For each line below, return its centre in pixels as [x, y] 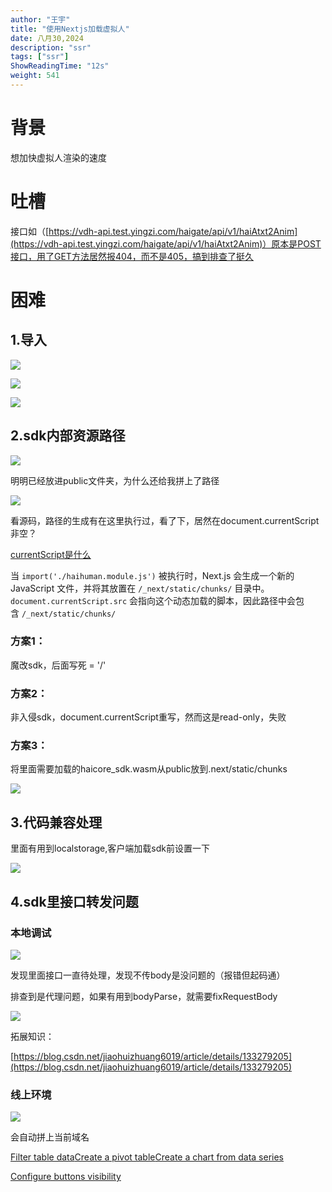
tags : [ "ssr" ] [40, 57]
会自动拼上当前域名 [50, 1137]
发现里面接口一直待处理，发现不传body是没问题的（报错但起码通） [148, 975]
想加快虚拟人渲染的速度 [58, 157]
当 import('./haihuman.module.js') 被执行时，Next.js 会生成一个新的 [152, 575]
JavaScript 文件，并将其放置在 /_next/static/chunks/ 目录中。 [140, 588]
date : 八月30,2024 [47, 38]
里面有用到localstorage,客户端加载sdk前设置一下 [110, 848]
